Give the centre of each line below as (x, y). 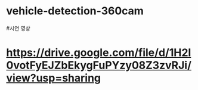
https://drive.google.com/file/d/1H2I (99, 53)
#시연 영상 (18, 28)
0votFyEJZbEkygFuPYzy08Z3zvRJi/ (99, 65)
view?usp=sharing (54, 78)
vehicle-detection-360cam (75, 11)
